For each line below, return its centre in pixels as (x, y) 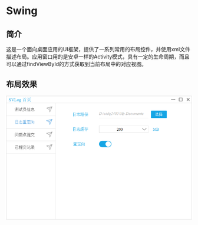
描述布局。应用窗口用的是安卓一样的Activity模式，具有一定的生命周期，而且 (98, 57)
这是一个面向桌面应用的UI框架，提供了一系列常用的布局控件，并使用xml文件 (98, 49)
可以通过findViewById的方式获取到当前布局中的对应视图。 (77, 64)
